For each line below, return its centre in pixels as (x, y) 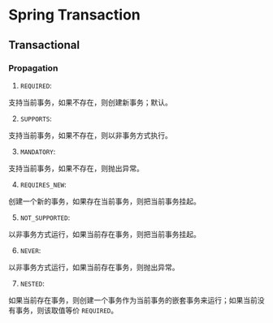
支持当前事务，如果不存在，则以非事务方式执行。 (90, 135)
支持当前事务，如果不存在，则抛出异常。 (76, 168)
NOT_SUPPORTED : (45, 217)
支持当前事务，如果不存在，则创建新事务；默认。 (90, 102)
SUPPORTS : (36, 118)
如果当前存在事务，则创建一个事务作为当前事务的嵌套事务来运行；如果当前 (133, 300)
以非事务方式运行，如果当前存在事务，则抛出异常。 (94, 267)
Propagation (33, 68)
